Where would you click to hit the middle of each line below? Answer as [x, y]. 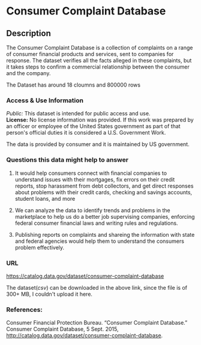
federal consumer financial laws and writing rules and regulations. [96, 223]
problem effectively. [40, 247]
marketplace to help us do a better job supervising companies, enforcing [105, 216]
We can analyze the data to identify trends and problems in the [93, 210]
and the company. [28, 73]
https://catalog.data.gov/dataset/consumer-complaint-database [85, 276]
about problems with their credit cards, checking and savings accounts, [103, 192]
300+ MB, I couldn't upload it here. [49, 294]
